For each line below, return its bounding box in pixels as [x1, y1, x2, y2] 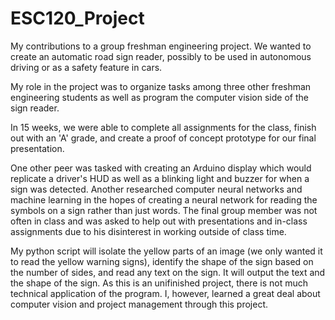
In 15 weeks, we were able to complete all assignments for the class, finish [10, 121, 317, 133]
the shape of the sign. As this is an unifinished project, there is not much [10, 277, 309, 289]
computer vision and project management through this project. [10, 298, 269, 310]
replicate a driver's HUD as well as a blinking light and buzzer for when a [10, 172, 310, 184]
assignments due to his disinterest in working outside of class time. [10, 225, 287, 237]
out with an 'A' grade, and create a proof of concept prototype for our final [10, 132, 317, 144]
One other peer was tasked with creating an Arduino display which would [10, 162, 312, 174]
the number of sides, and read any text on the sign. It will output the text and [10, 266, 326, 278]
